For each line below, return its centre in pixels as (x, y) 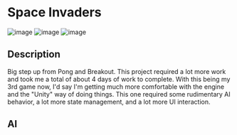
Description (34, 54)
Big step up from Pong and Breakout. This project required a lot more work (117, 71)
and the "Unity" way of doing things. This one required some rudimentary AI (119, 94)
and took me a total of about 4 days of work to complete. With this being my (119, 79)
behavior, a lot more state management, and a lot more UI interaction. (109, 102)
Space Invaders (54, 12)
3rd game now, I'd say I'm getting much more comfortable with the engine (116, 87)
